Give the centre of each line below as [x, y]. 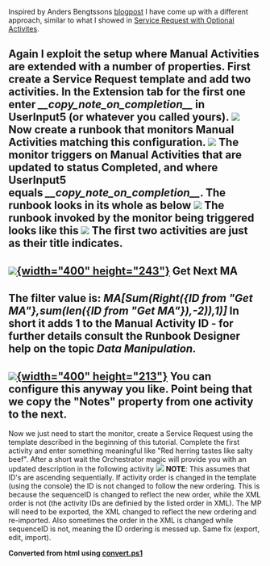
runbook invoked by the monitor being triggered [131, 218]
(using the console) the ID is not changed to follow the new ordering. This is [134, 486]
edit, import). [30, 537]
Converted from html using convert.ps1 [76, 553]
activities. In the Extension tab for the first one [127, 92]
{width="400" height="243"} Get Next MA [127, 271]
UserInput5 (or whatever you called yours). [119, 117]
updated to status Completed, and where [113, 168]
